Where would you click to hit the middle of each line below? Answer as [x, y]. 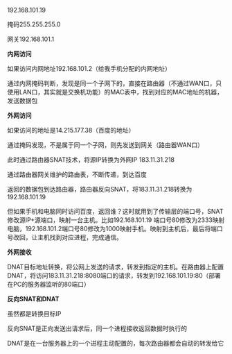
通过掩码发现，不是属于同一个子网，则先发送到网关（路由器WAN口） [106, 145]
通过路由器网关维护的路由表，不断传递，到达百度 [77, 174]
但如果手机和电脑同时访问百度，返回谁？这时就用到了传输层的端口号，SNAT [115, 211]
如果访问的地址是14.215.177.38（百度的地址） [71, 130]
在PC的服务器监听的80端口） [48, 284]
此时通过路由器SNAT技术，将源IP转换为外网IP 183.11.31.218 [91, 160]
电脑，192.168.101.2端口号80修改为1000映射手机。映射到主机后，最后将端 [112, 229]
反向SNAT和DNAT [33, 299]
